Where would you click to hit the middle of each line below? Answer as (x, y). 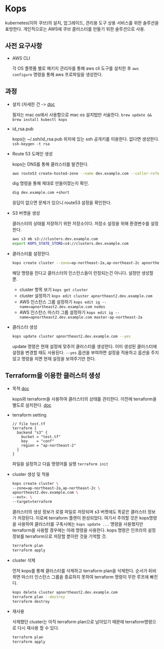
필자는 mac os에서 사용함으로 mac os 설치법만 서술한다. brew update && (82, 115)
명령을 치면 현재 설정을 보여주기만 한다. (59, 358)
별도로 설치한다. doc (32, 405)
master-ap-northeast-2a (118, 317)
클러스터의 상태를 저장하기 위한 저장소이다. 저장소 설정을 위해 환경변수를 (81, 224)
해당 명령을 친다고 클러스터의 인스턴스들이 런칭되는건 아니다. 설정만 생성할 (83, 273)
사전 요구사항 (24, 46)
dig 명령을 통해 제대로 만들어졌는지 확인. (51, 183)
